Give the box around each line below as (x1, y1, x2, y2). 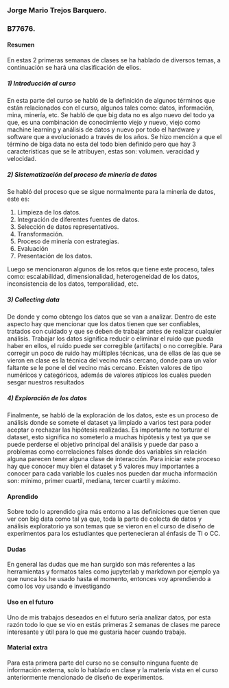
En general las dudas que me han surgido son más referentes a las (7, 561, 195, 569)
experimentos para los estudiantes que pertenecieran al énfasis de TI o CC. (7, 530, 221, 538)
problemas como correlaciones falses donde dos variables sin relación (7, 447, 207, 456)
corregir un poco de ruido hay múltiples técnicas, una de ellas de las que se (7, 349, 221, 357)
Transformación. (16, 230, 64, 238)
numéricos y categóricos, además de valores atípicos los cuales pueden (7, 371, 211, 379)
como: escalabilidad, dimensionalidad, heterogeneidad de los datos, (7, 272, 200, 280)
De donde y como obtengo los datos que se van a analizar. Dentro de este (7, 312, 217, 321)
